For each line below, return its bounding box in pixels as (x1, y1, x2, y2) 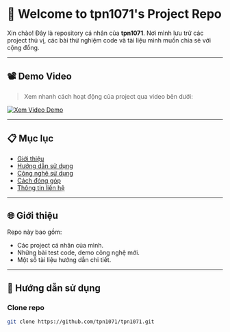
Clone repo (7, 303, 44, 312)
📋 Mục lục (7, 133, 54, 145)
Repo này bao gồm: (7, 228, 62, 236)
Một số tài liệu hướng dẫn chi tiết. (16, 256, 112, 264)
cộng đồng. (7, 43, 40, 51)
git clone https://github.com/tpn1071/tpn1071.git (7, 318, 155, 325)
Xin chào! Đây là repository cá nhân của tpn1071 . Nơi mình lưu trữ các (7, 29, 204, 37)
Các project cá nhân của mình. (16, 241, 104, 250)
